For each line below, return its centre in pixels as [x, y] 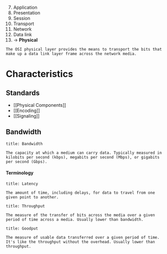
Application [25, 7]
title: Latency [22, 184]
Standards [23, 93]
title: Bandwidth [24, 144]
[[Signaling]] [26, 116]
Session [22, 18]
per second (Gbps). [27, 161]
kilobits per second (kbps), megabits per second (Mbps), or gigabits [83, 157]
